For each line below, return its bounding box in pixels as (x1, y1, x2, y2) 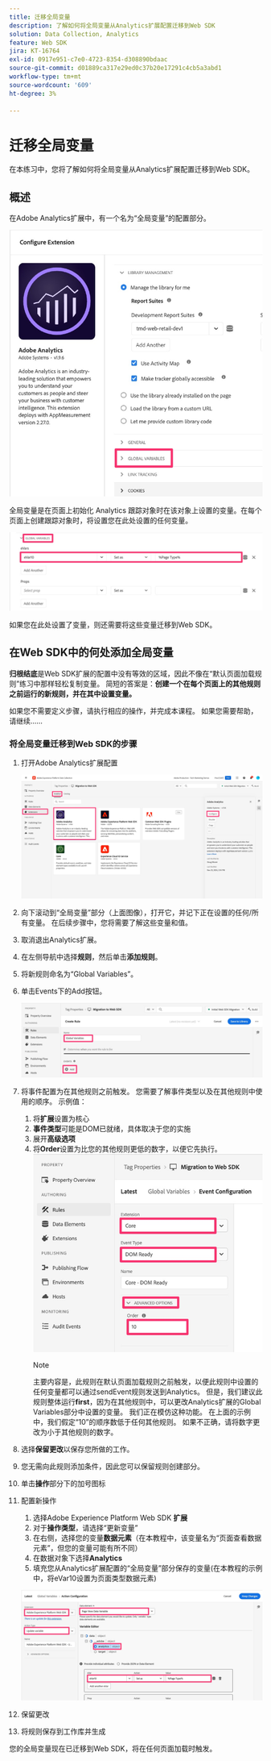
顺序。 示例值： (35, 1097, 87, 1106)
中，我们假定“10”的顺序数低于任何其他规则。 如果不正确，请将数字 (32, 1418, 253, 1427)
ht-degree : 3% (9, 90, 57, 98)
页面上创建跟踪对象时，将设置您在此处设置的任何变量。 (9, 515, 192, 525)
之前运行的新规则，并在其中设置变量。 (9, 689, 136, 698)
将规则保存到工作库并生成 (20, 1726, 106, 1736)
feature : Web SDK (9, 39, 68, 47)
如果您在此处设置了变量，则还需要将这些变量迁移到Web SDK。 (9, 620, 217, 630)
